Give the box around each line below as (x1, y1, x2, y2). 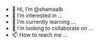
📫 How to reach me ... (11, 32, 68, 38)
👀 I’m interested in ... (11, 12, 63, 19)
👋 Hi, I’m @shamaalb (11, 6, 64, 12)
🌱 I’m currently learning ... (11, 18, 76, 25)
